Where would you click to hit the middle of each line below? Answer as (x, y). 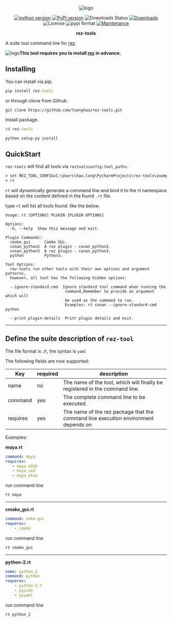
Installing (20, 69)
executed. (75, 403)
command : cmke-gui (25, 519)
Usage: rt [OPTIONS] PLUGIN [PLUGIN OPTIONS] (55, 215)
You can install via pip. (29, 81)
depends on (78, 424)
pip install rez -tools (29, 91)
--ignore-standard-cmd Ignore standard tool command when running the (88, 287)
